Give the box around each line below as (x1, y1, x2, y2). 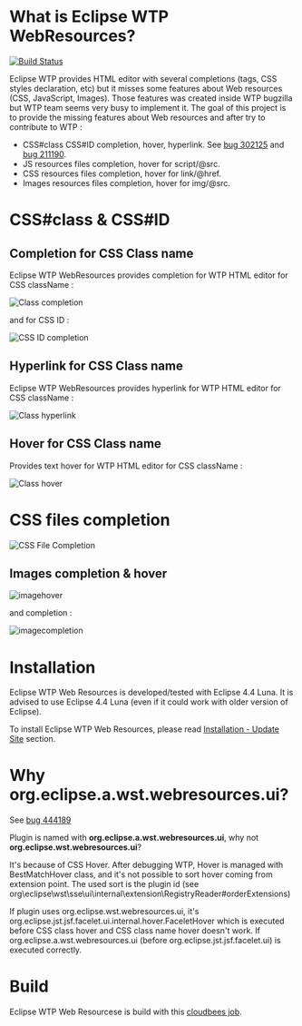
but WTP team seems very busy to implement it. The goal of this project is (9, 102, 287, 113)
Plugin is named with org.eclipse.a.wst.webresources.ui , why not (9, 833, 259, 843)
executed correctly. (9, 944, 83, 955)
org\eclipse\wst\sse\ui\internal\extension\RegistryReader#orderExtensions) (9, 888, 291, 900)
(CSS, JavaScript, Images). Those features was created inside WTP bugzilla (9, 93, 293, 104)
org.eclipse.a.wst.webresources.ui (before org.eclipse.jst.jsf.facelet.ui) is (9, 935, 281, 946)
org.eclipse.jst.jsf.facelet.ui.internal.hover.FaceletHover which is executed (9, 915, 285, 927)
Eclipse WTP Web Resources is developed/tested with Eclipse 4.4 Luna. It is (9, 687, 294, 698)
